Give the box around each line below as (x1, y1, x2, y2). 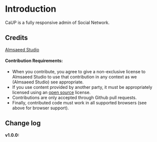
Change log (5, 119, 41, 127)
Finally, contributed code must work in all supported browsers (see (12, 100, 147, 105)
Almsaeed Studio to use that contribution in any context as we (12, 74, 137, 80)
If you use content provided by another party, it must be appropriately (12, 84, 153, 90)
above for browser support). (12, 105, 69, 111)
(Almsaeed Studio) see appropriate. (12, 79, 84, 85)
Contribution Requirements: (5, 58, 63, 64)
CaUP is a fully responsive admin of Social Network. (5, 20, 110, 25)
